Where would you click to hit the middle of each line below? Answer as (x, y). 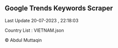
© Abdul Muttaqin (23, 40)
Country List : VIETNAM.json (34, 30)
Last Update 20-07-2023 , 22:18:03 (42, 20)
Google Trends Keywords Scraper (59, 8)
